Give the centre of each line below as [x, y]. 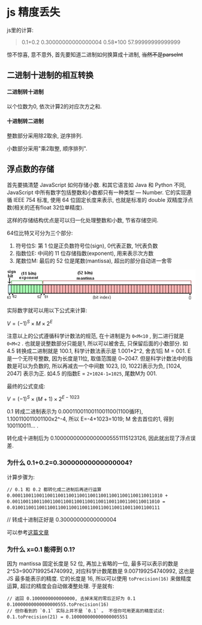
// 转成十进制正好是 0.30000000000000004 [62, 519]
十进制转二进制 [25, 121]
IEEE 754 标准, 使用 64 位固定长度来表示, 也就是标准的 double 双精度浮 [101, 200]
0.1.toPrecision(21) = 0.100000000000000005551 [67, 617]
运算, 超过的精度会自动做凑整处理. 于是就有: [61, 586]
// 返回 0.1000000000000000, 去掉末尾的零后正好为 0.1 [71, 599]
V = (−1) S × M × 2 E [30, 323]
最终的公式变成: [26, 386]
